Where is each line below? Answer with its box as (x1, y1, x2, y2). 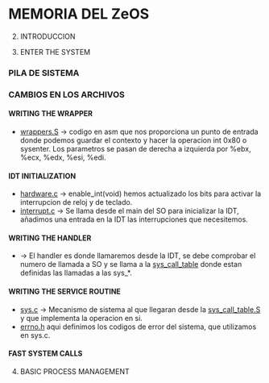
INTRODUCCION (19, 31, 76, 41)
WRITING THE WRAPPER (8, 109, 93, 119)
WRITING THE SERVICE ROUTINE (8, 286, 121, 296)
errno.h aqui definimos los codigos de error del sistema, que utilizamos (19, 322, 257, 331)
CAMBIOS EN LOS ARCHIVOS (8, 89, 125, 100)
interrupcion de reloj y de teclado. (19, 198, 133, 207)
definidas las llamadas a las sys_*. (19, 268, 133, 278)
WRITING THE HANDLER (8, 233, 92, 243)
